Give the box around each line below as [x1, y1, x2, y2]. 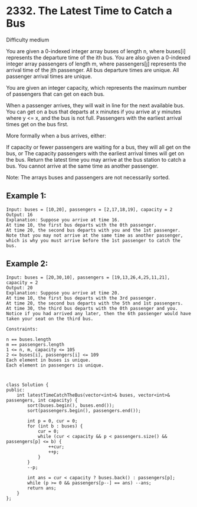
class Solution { [6, 382, 49, 388]
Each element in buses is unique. [6, 357, 91, 363]
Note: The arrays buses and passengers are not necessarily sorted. [6, 174, 170, 181]
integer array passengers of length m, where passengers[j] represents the [6, 60, 187, 67]
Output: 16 [6, 211, 33, 218]
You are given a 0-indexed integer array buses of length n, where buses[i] [6, 47, 186, 54]
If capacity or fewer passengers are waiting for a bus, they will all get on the [6, 143, 191, 151]
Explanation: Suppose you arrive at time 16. [6, 217, 120, 223]
